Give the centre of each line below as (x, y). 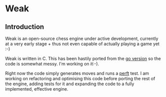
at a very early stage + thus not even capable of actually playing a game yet (82, 44)
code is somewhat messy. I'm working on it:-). (52, 64)
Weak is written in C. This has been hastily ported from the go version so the (83, 59)
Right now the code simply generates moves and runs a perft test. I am (77, 73)
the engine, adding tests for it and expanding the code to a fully (70, 84)
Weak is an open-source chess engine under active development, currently (82, 38)
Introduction (25, 27)
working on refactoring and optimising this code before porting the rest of (80, 79)
